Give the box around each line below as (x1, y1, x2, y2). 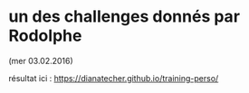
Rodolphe (8, 25, 82, 46)
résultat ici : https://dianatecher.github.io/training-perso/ (8, 72, 219, 83)
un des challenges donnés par (8, 6, 241, 27)
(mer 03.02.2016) (8, 55, 73, 66)
